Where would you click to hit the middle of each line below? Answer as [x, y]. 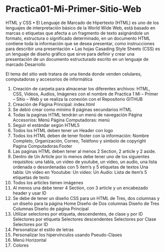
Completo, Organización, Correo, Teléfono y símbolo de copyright [79, 140]
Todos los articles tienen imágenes [48, 182]
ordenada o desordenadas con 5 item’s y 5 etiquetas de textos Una [81, 167]
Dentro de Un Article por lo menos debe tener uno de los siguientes [81, 156]
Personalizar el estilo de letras [43, 229]
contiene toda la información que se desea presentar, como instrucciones [80, 43]
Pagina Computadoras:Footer [42, 146]
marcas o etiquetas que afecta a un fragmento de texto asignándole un [77, 33]
